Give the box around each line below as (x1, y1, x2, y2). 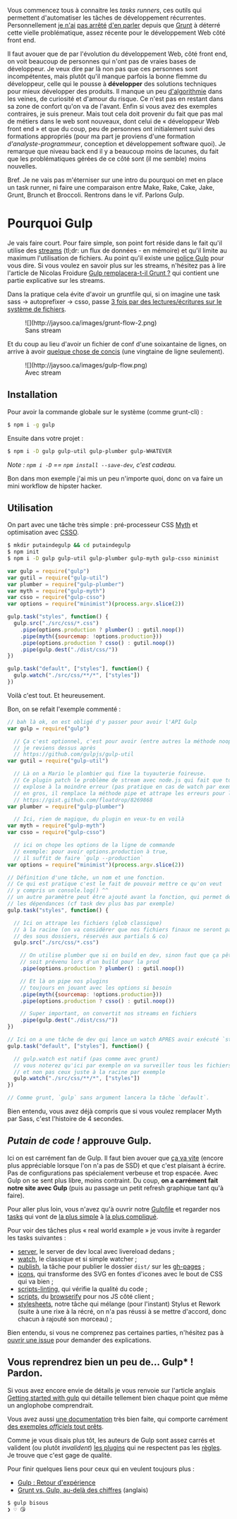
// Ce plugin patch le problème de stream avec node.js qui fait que (13, 777, 222, 784)
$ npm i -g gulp (7, 421, 55, 428)
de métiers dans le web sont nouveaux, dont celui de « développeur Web (7, 117, 220, 126)
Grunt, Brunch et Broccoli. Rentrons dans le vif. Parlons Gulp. (7, 190, 185, 199)
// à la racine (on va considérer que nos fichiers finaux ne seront (13, 926, 222, 933)
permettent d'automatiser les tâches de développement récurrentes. (7, 13, 207, 22)
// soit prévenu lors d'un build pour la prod (20, 959, 159, 966)
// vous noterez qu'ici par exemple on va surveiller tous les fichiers (13, 1062, 232, 1069)
